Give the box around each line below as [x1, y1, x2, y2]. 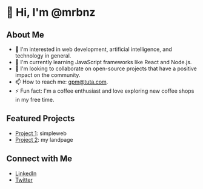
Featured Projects [6, 113, 75, 124]
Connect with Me [6, 154, 73, 164]
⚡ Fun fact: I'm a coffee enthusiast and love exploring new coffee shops [15, 87, 195, 94]
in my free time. [15, 96, 55, 103]
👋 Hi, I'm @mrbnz [6, 5, 96, 19]
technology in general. [15, 52, 72, 59]
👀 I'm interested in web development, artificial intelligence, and [15, 45, 173, 53]
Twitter [15, 176, 33, 184]
